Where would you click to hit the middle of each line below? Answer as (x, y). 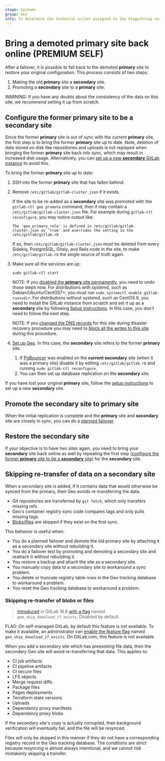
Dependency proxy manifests (42, 708)
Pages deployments (32, 692)
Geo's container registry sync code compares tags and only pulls (78, 511)
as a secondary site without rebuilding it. (53, 546)
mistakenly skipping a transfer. (36, 753)
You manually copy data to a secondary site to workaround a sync (79, 567)
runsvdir (21, 298)
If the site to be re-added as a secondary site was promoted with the (82, 201)
